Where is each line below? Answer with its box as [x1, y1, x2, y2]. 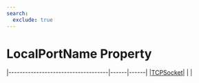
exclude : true [12, 16, 53, 23]
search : [6, 10, 29, 17]
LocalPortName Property [6, 46, 152, 62]
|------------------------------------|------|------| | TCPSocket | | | [6, 69, 193, 77]
